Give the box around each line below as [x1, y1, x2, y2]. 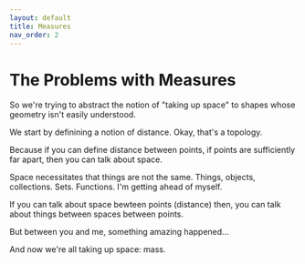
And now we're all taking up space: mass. [9, 244, 166, 255]
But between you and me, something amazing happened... [9, 227, 230, 238]
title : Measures [9, 22, 71, 31]
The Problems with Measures [9, 69, 237, 90]
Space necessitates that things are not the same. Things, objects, [9, 172, 256, 183]
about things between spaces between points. [9, 208, 184, 219]
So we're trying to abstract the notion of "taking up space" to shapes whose [9, 99, 296, 110]
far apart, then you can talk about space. [9, 154, 163, 165]
